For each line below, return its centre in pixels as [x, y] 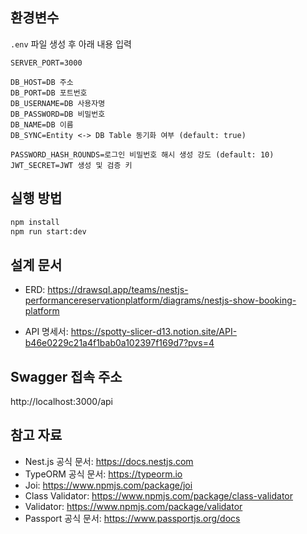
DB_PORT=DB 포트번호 [49, 93]
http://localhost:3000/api [61, 401]
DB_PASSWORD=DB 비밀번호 [58, 114]
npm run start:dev [48, 231]
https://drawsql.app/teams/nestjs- [118, 290]
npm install [35, 222]
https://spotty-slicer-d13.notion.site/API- [154, 332]
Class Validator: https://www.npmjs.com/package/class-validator [158, 495]
